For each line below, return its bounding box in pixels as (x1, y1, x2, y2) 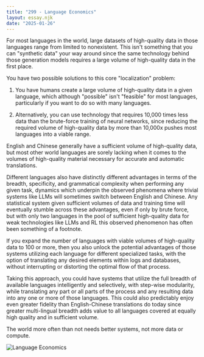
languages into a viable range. (15, 130, 91, 138)
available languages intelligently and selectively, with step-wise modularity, (6, 281, 195, 289)
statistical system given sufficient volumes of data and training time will (6, 199, 186, 207)
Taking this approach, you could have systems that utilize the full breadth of (6, 275, 197, 282)
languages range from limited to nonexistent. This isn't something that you (6, 43, 193, 51)
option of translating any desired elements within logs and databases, (6, 256, 181, 264)
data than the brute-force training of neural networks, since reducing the (15, 118, 198, 125)
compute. (6, 332, 30, 339)
